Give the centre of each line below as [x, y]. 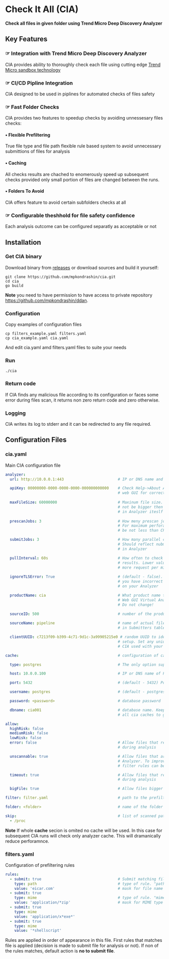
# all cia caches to [139, 715]
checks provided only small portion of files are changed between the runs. [82, 180]
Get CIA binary [23, 257]
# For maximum [132, 526]
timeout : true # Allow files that [84, 775]
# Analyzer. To [134, 761]
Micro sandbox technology [33, 70]
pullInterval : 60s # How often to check [87, 558]
